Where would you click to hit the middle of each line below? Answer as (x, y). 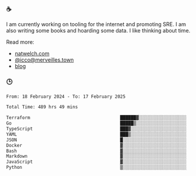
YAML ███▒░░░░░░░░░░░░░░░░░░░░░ (96, 134)
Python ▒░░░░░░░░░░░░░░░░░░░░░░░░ (96, 168)
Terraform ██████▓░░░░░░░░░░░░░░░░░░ (96, 118)
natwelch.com (32, 54)
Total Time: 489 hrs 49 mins (42, 107)
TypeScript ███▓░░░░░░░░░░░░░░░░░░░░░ (96, 129)
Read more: (20, 42)
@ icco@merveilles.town (44, 60)
